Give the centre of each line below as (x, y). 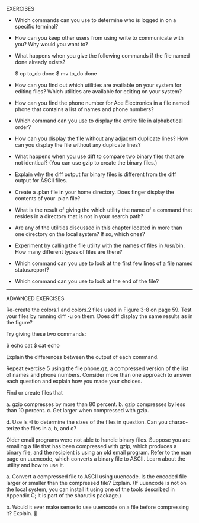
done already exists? (40, 62)
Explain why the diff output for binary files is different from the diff (95, 174)
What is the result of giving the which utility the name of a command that (103, 210)
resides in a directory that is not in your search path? (79, 216)
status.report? (32, 270)
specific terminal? (36, 26)
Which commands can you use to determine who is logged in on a (95, 20)
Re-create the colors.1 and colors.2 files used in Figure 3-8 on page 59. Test (99, 310)
